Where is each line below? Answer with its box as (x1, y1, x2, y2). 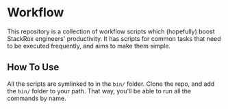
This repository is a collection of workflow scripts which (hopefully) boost (7, 27, 215, 35)
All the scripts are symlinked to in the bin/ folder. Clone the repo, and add (7, 80, 215, 88)
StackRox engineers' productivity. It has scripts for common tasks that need (7, 34, 221, 42)
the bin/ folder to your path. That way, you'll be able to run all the (7, 87, 192, 95)
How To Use (7, 61, 60, 73)
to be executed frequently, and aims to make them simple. (7, 42, 171, 50)
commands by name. (7, 94, 66, 102)
